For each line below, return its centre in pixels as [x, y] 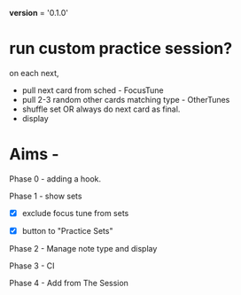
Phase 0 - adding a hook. [55, 179]
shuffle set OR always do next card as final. [101, 109]
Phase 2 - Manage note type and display [83, 248]
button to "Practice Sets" [67, 230]
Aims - [34, 155]
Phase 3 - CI [32, 266]
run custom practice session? [121, 49]
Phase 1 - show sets [46, 196]
